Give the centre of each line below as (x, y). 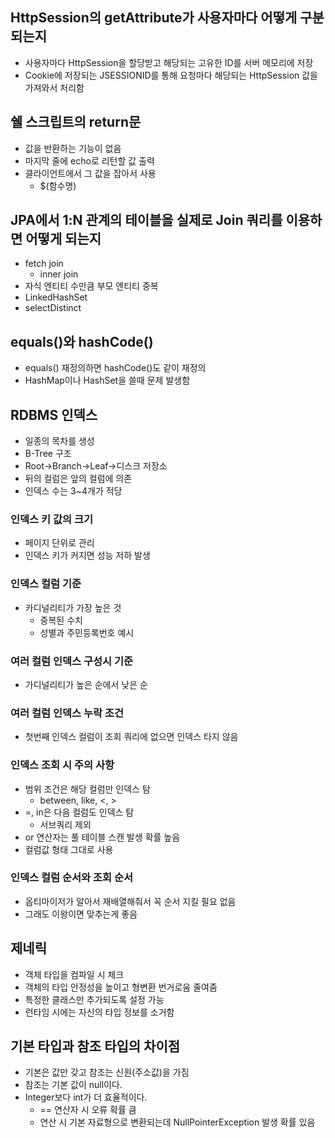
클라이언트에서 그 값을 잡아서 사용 (90, 173)
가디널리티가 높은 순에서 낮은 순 (86, 684)
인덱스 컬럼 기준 (46, 584)
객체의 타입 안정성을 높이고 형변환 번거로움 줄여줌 (121, 987)
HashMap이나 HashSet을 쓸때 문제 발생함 (107, 380)
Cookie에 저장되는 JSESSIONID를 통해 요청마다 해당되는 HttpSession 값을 (171, 75)
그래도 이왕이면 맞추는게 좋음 (81, 914)
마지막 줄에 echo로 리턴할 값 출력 (89, 160)
